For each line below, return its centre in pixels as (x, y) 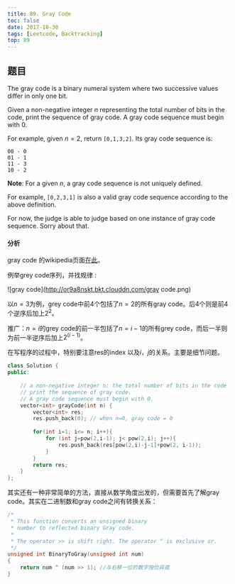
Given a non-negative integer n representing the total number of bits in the (116, 109)
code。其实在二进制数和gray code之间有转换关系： (82, 502)
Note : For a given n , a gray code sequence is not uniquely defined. (105, 183)
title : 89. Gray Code (39, 14)
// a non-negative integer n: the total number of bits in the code (124, 386)
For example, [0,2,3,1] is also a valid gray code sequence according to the (118, 197)
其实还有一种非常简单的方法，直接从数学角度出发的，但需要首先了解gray (114, 492)
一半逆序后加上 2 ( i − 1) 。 (53, 336)
